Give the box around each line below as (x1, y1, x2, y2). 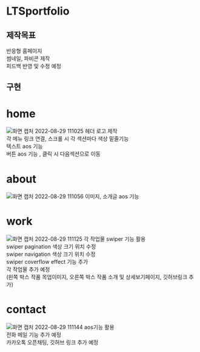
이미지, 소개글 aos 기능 (84, 193, 139, 200)
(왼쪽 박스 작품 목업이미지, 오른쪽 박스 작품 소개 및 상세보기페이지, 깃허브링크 (6, 274, 188, 281)
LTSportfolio (6, 4, 70, 18)
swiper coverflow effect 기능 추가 (6, 258, 88, 266)
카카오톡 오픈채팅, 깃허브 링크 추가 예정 (6, 339, 99, 346)
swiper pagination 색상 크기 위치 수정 (6, 243, 96, 250)
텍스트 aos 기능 (6, 143, 43, 150)
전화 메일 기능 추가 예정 (6, 331, 62, 339)
